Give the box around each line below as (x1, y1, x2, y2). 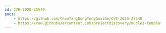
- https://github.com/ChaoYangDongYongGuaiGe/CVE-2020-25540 (13, 16, 142, 21)
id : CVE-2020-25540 (4, 7, 45, 12)
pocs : (4, 12, 16, 16)
